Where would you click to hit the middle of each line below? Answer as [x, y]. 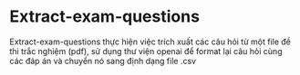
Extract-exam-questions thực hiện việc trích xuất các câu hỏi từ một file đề [150, 42]
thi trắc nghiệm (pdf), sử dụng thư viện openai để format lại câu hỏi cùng [146, 51]
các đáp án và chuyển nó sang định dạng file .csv [103, 61]
